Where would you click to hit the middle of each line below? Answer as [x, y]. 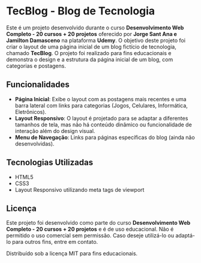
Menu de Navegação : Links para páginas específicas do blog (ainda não [105, 137]
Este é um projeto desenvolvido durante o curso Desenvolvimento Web [95, 28]
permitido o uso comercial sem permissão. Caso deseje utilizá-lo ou [90, 235]
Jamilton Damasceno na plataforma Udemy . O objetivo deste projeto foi [96, 40]
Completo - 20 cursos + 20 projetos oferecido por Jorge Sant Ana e [91, 34]
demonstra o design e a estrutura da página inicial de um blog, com [90, 59]
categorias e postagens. [36, 66]
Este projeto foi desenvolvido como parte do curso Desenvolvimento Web [98, 223]
